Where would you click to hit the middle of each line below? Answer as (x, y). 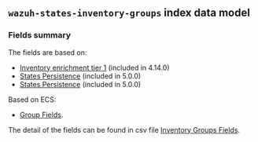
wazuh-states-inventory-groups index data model (129, 13)
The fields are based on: (48, 52)
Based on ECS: (32, 99)
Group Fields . (41, 115)
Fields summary (40, 35)
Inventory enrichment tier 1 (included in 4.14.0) (95, 67)
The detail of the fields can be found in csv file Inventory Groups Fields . (124, 129)
